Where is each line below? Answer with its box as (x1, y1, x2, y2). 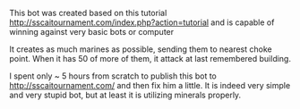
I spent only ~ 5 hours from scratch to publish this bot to (9, 71, 218, 81)
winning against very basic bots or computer (9, 27, 175, 37)
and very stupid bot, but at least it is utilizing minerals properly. (9, 89, 242, 100)
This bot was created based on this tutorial (9, 8, 167, 18)
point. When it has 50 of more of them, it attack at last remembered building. (9, 54, 291, 63)
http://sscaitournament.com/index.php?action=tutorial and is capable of (9, 17, 275, 28)
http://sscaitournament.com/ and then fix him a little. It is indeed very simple (9, 80, 291, 90)
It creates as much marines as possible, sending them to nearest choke (9, 44, 272, 54)
